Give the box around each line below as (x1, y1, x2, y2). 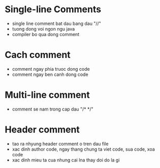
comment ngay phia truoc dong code (12, 66, 90, 72)
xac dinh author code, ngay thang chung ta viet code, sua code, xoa (12, 146, 155, 152)
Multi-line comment (5, 89, 90, 101)
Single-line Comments (5, 4, 102, 15)
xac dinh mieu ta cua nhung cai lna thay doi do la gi (12, 157, 120, 163)
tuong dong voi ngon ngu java (12, 25, 75, 32)
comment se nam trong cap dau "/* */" (12, 106, 93, 112)
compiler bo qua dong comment (12, 31, 80, 37)
